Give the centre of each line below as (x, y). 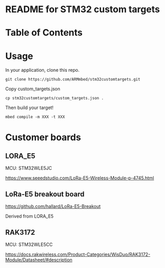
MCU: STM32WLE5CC (29, 244)
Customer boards (43, 137)
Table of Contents (44, 33)
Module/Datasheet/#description (39, 260)
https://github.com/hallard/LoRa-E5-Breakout (53, 206)
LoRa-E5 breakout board (45, 194)
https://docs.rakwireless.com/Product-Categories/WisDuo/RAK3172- (78, 254)
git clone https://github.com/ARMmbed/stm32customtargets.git (73, 79)
